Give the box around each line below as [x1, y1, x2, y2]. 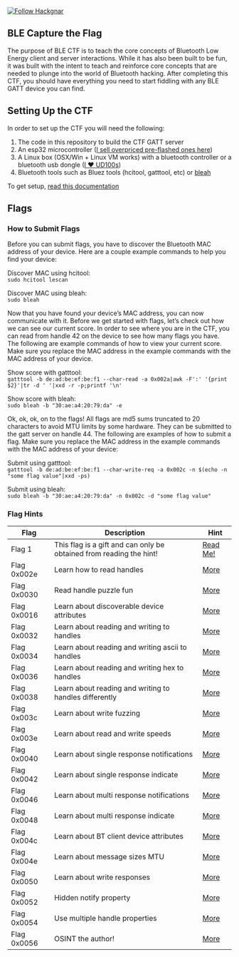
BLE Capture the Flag [7, 27, 102, 39]
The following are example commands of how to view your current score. [7, 339, 222, 348]
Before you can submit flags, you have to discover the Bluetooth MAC [7, 240, 211, 249]
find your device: [7, 255, 57, 264]
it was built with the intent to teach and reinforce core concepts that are [7, 61, 217, 70]
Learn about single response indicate [54, 769, 179, 779]
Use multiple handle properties [54, 913, 157, 923]
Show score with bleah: [7, 394, 76, 403]
